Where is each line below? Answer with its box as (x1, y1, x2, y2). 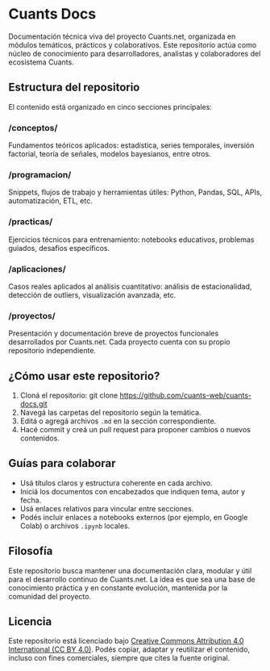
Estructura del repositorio (8, 81, 140, 94)
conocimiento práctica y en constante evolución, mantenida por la (8, 582, 228, 593)
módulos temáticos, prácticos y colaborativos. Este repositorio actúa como (8, 40, 257, 49)
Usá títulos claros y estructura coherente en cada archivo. (19, 477, 213, 488)
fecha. (19, 495, 42, 505)
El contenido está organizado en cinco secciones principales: (8, 102, 212, 111)
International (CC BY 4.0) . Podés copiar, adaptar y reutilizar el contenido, (8, 644, 251, 654)
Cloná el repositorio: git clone (19, 390, 118, 400)
